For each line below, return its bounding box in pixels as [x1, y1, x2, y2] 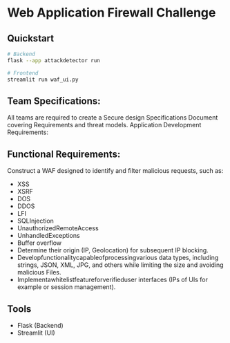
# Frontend [7, 69, 39, 77]
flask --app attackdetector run [7, 57, 100, 64]
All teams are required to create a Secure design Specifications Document [7, 113, 218, 122]
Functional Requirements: [7, 148, 121, 160]
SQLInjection [17, 216, 54, 225]
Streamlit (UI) [17, 328, 55, 337]
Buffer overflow [17, 239, 62, 247]
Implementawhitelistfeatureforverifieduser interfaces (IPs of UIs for [17, 275, 209, 284]
